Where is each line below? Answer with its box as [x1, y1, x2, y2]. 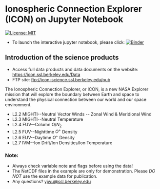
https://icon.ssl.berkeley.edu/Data [12, 72, 80, 77]
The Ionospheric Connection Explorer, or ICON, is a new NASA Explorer [5, 86, 149, 92]
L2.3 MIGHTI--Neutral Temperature [12, 116, 83, 122]
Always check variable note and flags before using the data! [12, 163, 133, 169]
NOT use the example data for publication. [12, 173, 98, 179]
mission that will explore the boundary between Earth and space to [5, 91, 140, 97]
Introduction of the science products [5, 54, 119, 62]
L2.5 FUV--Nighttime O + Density [12, 128, 78, 134]
